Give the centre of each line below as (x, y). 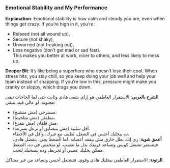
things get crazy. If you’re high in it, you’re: (50, 24)
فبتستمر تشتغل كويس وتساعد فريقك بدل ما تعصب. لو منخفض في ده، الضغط (85, 145)
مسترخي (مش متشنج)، (35, 112)
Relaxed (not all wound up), (41, 34)
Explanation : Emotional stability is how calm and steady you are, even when (85, 19)
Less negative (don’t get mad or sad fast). (56, 50)
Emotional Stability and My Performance (56, 8)
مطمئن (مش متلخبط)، (34, 118)
